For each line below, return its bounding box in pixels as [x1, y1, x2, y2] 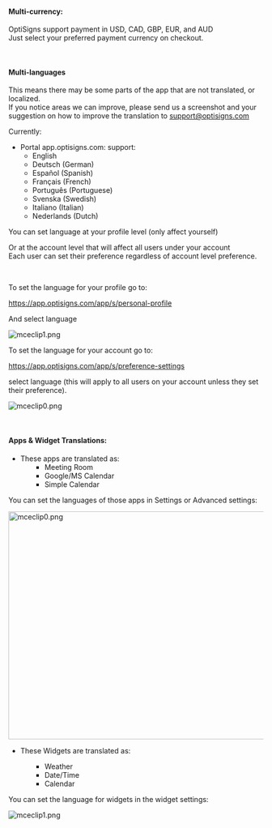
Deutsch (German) [32, 160, 95, 169]
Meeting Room [44, 462, 93, 472]
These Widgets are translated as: [19, 745, 131, 755]
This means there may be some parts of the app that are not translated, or [8, 85, 255, 95]
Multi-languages [8, 67, 66, 77]
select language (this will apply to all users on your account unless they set [8, 377, 259, 386]
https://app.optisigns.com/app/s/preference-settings [8, 361, 185, 371]
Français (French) [32, 177, 91, 186]
